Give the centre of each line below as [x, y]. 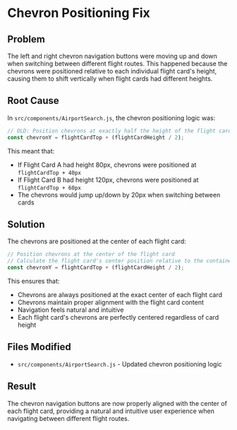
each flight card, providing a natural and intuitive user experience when [111, 411]
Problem [26, 39]
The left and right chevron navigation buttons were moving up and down [112, 56]
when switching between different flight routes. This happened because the [117, 64]
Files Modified [39, 347]
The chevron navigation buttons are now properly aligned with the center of [117, 403]
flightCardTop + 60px [49, 188]
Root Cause [34, 101]
